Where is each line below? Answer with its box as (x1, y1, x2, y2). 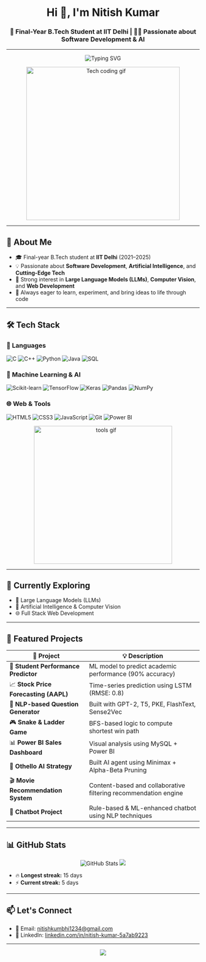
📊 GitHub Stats (6, 839, 66, 850)
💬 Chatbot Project (9, 807, 63, 816)
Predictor (9, 670, 37, 678)
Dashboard (9, 748, 43, 757)
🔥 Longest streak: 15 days (15, 872, 83, 879)
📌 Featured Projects (6, 633, 83, 644)
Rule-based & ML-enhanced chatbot (88, 804, 196, 812)
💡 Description (122, 652, 164, 660)
